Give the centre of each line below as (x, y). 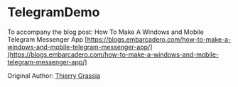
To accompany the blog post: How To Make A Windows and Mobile (106, 32)
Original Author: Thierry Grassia (54, 76)
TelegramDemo (54, 12)
